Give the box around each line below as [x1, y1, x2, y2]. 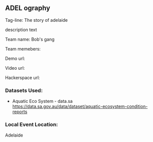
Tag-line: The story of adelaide [5, 17, 68, 23]
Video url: [5, 65, 25, 71]
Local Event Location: [5, 121, 58, 128]
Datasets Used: [5, 87, 43, 94]
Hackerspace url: [5, 74, 40, 81]
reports [12, 109, 28, 115]
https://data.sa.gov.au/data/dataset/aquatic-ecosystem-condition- [12, 103, 148, 109]
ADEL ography [5, 4, 50, 12]
